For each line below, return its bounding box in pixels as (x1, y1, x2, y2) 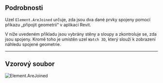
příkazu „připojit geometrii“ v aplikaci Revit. (5, 22, 91, 28)
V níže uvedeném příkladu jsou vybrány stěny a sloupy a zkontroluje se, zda (5, 31, 157, 37)
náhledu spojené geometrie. (5, 41, 62, 47)
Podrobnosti (5, 4, 43, 12)
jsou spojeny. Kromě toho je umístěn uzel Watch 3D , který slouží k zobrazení (5, 36, 156, 42)
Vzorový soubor (5, 60, 55, 68)
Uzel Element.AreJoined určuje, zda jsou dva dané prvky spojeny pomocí (5, 16, 150, 22)
